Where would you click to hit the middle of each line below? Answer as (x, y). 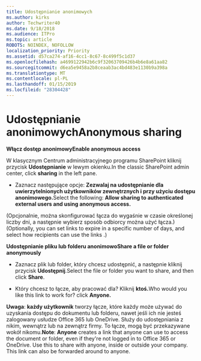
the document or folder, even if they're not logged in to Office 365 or (91, 338)
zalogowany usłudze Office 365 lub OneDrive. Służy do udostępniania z (95, 319)
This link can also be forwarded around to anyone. (68, 351)
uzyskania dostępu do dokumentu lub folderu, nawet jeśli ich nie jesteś (94, 313)
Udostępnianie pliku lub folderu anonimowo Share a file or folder (88, 246)
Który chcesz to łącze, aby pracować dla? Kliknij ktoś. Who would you (101, 288)
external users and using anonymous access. (73, 204)
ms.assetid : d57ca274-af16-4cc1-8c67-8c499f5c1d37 (71, 56)
